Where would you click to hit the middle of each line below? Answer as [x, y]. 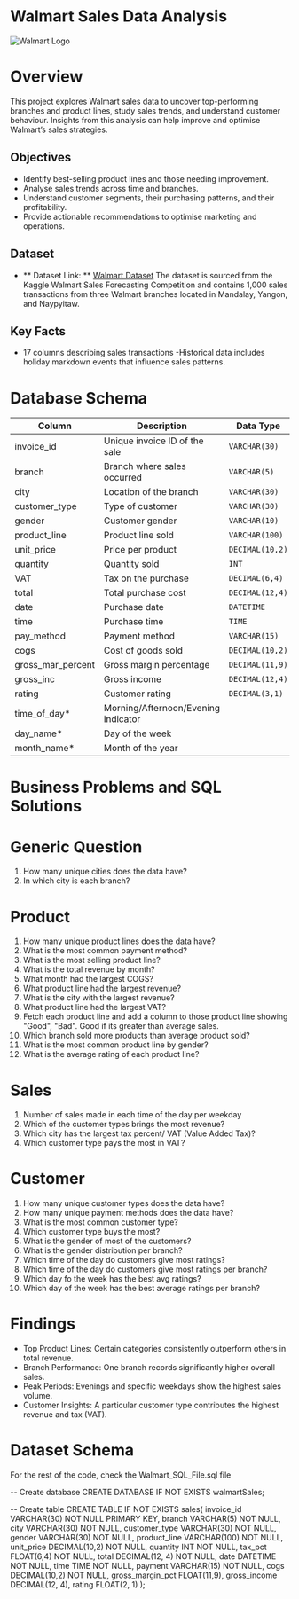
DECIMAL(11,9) [258, 665]
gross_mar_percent [55, 665]
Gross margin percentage [157, 665]
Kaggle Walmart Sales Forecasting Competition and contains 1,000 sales [155, 285]
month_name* [44, 749]
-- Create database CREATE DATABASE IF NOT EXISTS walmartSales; [138, 1493]
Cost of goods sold [143, 651]
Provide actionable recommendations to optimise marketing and [140, 216]
